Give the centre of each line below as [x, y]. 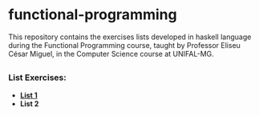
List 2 [29, 103]
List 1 [28, 95]
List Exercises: [37, 77]
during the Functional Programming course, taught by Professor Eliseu [124, 45]
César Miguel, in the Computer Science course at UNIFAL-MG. [111, 54]
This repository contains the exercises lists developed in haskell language [130, 37]
